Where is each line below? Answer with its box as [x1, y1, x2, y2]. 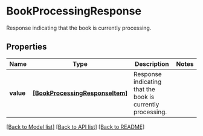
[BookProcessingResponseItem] [32, 89, 128, 97]
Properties [6, 42, 47, 52]
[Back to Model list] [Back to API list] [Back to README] [6, 123, 145, 131]
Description [135, 59, 169, 68]
